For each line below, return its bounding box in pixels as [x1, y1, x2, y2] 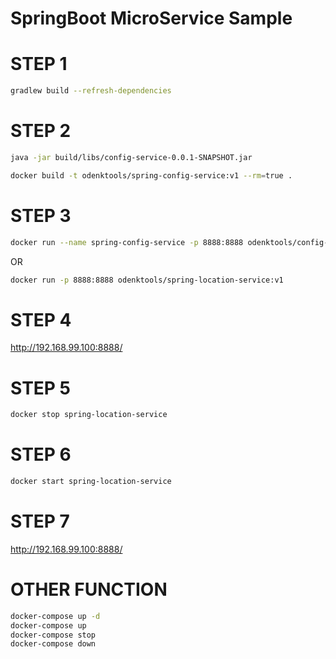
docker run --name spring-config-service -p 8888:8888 [10, 237, 244, 247]
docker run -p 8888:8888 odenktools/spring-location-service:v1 [10, 275, 284, 285]
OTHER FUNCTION [10, 578, 168, 601]
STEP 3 [10, 204, 72, 227]
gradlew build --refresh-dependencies [10, 86, 172, 96]
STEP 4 [10, 308, 72, 331]
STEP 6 [10, 443, 72, 466]
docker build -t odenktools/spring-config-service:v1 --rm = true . [10, 170, 293, 181]
